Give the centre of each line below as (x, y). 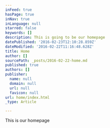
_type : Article (21, 102)
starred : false (21, 28)
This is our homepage (27, 121)
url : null (20, 88)
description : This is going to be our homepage (55, 38)
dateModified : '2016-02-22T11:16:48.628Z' (50, 47)
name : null (21, 79)
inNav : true (17, 19)
